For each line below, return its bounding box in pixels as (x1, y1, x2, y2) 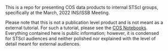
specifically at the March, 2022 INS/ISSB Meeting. (5, 10, 110, 16)
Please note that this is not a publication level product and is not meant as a (5, 20, 163, 25)
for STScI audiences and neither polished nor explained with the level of (5, 35, 156, 41)
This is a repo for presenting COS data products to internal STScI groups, (5, 5, 158, 10)
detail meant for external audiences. (5, 41, 81, 47)
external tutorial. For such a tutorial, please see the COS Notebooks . (5, 25, 148, 31)
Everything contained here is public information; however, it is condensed (5, 30, 159, 36)
